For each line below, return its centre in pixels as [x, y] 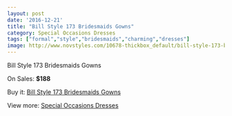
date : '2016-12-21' [35, 20]
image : [17, 46]
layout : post [26, 13]
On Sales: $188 [29, 79]
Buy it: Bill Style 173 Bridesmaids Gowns [64, 92]
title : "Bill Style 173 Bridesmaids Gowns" [71, 26]
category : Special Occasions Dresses [61, 33]
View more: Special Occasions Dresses [63, 105]
